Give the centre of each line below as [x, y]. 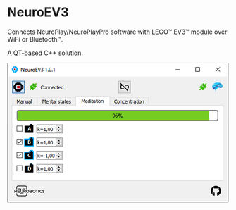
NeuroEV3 [38, 12]
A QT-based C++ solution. [45, 53]
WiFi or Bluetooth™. [35, 39]
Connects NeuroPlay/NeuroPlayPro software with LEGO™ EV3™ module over [117, 32]
